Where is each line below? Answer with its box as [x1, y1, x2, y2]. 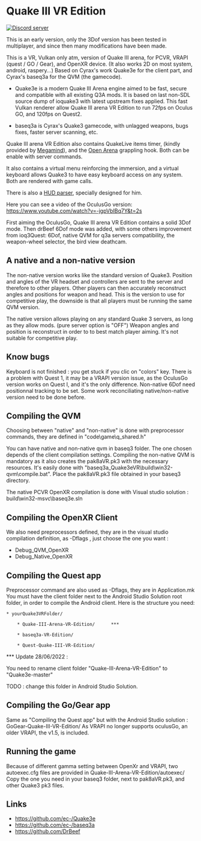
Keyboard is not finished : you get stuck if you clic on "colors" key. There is [6, 367, 192, 375]
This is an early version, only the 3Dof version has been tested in [6, 36, 167, 43]
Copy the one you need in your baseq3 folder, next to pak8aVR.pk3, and [6, 775, 185, 783]
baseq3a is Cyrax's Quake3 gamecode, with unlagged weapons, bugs [14, 122, 189, 129]
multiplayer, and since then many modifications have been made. [6, 42, 167, 49]
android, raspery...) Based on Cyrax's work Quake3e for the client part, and [6, 66, 193, 73]
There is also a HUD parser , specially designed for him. [6, 189, 143, 196]
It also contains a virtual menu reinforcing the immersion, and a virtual [6, 164, 179, 172]
